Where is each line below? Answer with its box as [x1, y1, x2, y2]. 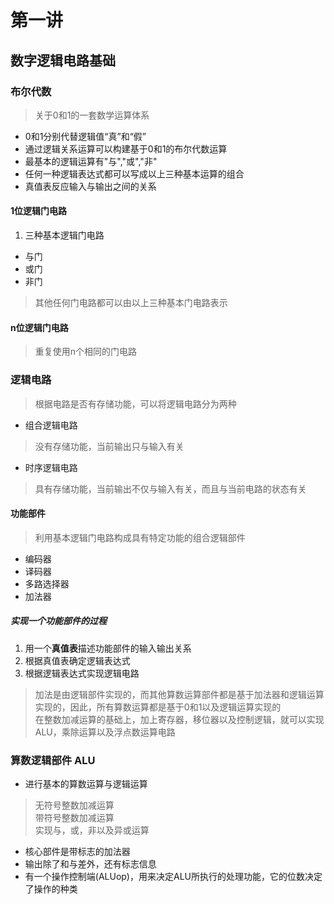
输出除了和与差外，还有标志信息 [24, 858, 157, 870]
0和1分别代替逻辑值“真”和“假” [24, 130, 147, 142]
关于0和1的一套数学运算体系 [34, 109, 150, 121]
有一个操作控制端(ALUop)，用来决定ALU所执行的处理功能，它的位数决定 [24, 871, 323, 883]
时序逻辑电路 [24, 461, 78, 473]
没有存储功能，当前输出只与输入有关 [34, 440, 185, 452]
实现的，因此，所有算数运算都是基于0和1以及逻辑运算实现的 [34, 701, 282, 713]
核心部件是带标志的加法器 [24, 846, 131, 858]
